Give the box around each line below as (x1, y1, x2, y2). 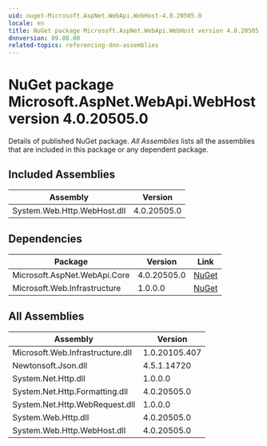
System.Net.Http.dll (12, 372, 86, 384)
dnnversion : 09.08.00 (8, 34, 81, 42)
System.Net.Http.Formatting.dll (12, 385, 129, 396)
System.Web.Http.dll (12, 412, 90, 423)
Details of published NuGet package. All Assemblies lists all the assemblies (8, 137, 256, 146)
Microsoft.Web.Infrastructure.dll (12, 347, 132, 358)
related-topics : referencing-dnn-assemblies (8, 42, 159, 50)
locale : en (8, 19, 45, 27)
